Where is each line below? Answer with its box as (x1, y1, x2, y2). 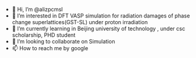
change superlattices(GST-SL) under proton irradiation (11, 19, 148, 25)
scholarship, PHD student (11, 31, 76, 39)
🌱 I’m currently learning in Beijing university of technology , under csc (11, 25, 186, 32)
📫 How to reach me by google (11, 45, 89, 51)
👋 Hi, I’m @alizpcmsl (11, 6, 63, 13)
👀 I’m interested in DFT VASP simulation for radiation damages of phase (11, 12, 190, 19)
